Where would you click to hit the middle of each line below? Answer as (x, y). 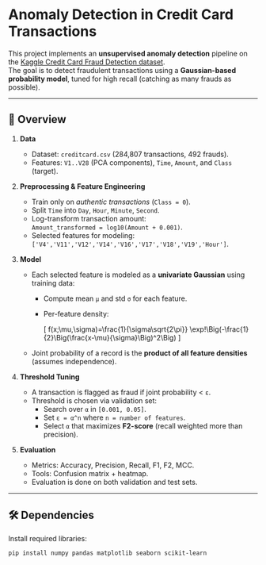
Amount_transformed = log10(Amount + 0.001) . (107, 227)
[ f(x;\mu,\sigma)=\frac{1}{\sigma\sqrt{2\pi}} (116, 329)
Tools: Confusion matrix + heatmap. (90, 473)
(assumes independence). (74, 361)
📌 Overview (37, 119)
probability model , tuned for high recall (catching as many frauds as (120, 79)
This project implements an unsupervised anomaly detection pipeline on (128, 53)
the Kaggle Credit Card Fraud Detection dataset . (87, 62)
